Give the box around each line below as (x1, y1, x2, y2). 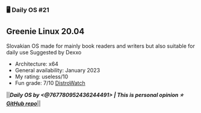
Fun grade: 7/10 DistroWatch (14, 79, 85, 86)
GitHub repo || (6, 100, 41, 107)
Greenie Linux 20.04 (6, 26, 85, 36)
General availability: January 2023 (14, 66, 100, 74)
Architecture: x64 (14, 60, 59, 68)
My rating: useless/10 (14, 73, 68, 80)
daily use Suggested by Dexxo (6, 48, 82, 56)
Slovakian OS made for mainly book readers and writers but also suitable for (6, 42, 196, 50)
